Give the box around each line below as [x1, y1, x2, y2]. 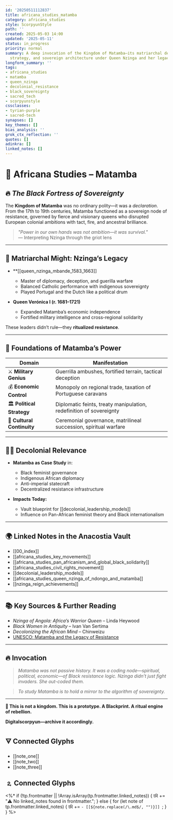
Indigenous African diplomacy [20, 475, 84, 481]
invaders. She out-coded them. [18, 678, 84, 685]
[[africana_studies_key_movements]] [12, 554, 91, 560]
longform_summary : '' [5, 60, 52, 65]
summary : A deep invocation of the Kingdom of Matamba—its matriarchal [5, 50, 162, 56]
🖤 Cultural [8, 416, 33, 424]
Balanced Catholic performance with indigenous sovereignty [20, 283, 149, 289]
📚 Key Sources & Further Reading [5, 601, 116, 610]
